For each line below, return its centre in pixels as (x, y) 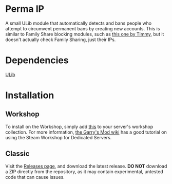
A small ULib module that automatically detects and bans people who (79, 23)
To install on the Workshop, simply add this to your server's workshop (79, 126)
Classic (17, 154)
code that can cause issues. (35, 177)
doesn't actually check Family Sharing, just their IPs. (61, 40)
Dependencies (37, 60)
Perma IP (25, 9)
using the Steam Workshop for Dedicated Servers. (59, 137)
